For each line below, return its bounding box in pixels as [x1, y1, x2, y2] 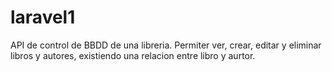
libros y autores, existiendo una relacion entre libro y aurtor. [10, 49, 256, 61]
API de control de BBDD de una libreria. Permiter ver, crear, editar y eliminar [10, 39, 322, 51]
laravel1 [10, 6, 76, 29]
